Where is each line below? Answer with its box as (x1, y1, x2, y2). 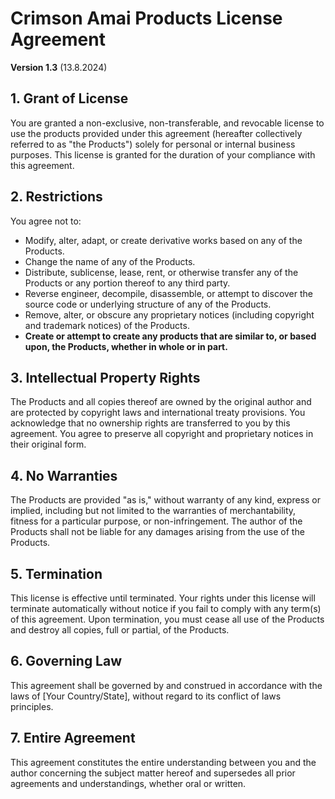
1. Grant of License (10, 90, 129, 107)
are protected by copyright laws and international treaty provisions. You (10, 407, 306, 419)
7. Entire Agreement (10, 730, 136, 747)
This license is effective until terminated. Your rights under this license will (10, 592, 316, 604)
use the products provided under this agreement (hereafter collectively (10, 127, 303, 139)
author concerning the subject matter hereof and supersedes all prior (10, 767, 296, 779)
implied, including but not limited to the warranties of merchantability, (10, 505, 297, 517)
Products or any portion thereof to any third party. (24, 277, 231, 289)
